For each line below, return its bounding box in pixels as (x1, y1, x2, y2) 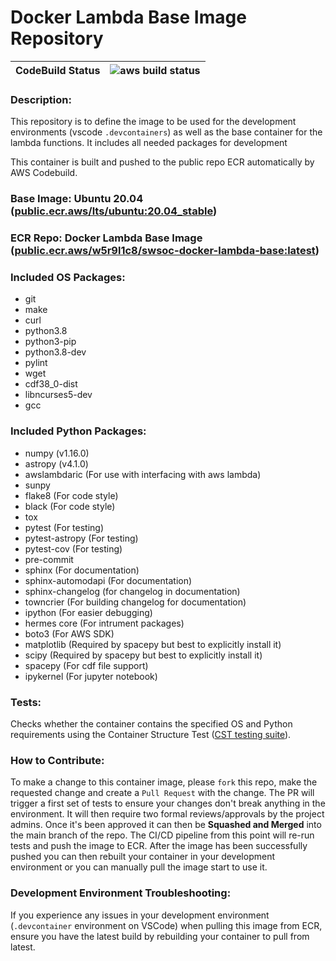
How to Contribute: (10, 753, 105, 767)
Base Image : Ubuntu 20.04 (10, 192, 144, 206)
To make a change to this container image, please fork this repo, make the (10, 776, 318, 788)
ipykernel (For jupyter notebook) (24, 670, 158, 682)
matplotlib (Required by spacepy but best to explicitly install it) (24, 638, 282, 650)
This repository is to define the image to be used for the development (10, 116, 297, 128)
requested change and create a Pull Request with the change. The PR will (10, 787, 315, 799)
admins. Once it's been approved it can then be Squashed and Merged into (10, 819, 322, 831)
